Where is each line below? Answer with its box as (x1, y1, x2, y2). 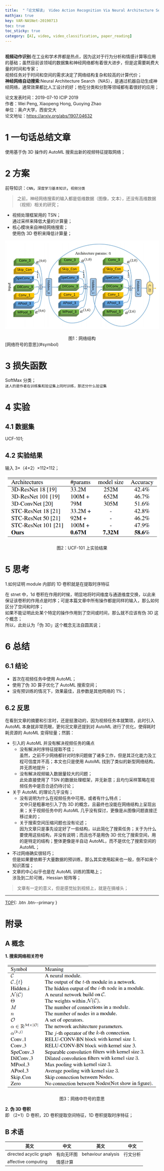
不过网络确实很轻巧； (12, 850, 55, 856)
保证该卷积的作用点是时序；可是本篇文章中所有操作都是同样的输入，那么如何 (5, 597, 159, 603)
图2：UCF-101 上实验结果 (56, 545, 108, 551)
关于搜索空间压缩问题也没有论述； (19, 820, 88, 826)
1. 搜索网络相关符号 (5, 953, 44, 959)
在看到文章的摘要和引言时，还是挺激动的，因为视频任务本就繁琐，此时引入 (5, 718, 155, 724)
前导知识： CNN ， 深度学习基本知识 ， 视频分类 (5, 185, 85, 191)
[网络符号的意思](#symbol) (5, 341, 59, 347)
